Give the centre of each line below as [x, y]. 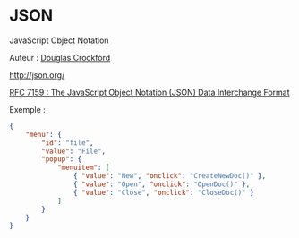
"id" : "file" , [68, 143]
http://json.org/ [37, 75]
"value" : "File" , [73, 151]
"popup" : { [62, 159]
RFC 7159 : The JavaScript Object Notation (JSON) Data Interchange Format [149, 92]
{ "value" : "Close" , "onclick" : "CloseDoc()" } [163, 192]
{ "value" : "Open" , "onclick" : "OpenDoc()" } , [162, 184]
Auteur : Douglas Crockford [60, 57]
